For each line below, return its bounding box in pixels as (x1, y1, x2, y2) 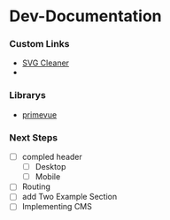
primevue (21, 109, 58, 120)
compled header (21, 152, 82, 163)
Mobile (35, 171, 61, 182)
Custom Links (9, 38, 70, 50)
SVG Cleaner (21, 57, 69, 68)
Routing (21, 181, 51, 192)
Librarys (9, 89, 46, 102)
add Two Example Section (21, 192, 118, 202)
